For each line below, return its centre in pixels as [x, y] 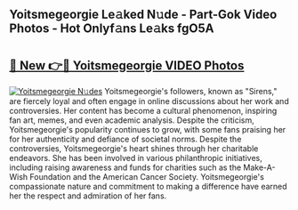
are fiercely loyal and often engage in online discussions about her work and [149, 101]
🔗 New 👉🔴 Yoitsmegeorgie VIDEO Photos [127, 65]
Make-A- [259, 167]
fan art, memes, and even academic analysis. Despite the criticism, [132, 120]
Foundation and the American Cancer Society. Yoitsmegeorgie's [147, 177]
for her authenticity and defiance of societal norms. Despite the [125, 139]
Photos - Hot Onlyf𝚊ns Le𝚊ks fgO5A [112, 29]
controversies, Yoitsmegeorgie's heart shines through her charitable [134, 149]
